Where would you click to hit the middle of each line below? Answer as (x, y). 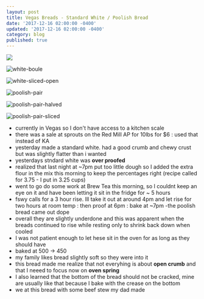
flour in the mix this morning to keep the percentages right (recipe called (106, 173)
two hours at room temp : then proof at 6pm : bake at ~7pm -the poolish (105, 206)
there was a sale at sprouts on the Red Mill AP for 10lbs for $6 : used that (107, 134)
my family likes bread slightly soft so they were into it (82, 257)
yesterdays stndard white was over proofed (70, 160)
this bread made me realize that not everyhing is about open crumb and (105, 264)
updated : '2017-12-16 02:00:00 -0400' (55, 29)
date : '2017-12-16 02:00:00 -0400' (51, 23)
